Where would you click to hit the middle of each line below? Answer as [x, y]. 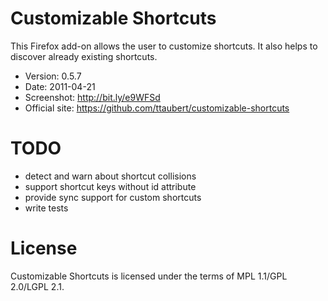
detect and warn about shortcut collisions [110, 176]
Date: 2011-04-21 [60, 86]
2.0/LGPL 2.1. [37, 286]
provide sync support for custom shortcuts [113, 197]
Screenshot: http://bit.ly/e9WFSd [92, 97]
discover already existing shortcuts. [84, 56]
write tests [46, 208]
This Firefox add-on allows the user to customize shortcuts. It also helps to [164, 46]
